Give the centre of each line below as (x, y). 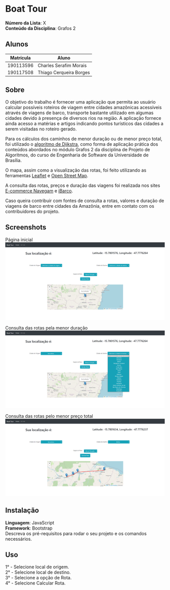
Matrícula (20, 58)
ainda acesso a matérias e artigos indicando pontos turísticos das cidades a (84, 124)
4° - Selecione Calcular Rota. (35, 583)
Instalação (22, 511)
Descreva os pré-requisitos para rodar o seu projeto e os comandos (76, 533)
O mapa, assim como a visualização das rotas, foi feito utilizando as (76, 170)
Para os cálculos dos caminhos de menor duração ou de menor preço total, (84, 139)
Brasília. (13, 160)
